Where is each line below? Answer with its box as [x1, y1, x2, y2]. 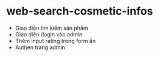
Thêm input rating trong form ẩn [15, 37, 96, 44]
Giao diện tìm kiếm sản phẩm [15, 24, 88, 32]
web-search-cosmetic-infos [6, 4, 154, 18]
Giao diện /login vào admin [15, 30, 83, 38]
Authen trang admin [15, 44, 65, 51]
